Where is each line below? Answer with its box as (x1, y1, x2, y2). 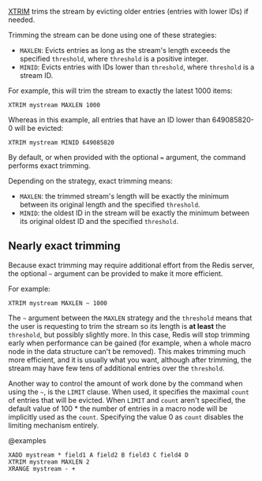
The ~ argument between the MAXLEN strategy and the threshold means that (8, 313, 253, 323)
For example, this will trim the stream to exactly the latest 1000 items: (8, 86, 233, 95)
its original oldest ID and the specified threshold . (19, 217, 179, 226)
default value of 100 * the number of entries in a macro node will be (8, 404, 228, 413)
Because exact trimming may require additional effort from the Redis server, (8, 260, 255, 270)
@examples (8, 435, 47, 445)
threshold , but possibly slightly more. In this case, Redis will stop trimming (8, 330, 250, 339)
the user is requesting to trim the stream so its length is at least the (8, 321, 226, 330)
